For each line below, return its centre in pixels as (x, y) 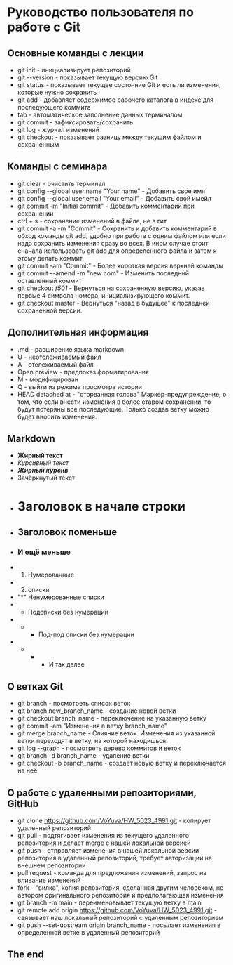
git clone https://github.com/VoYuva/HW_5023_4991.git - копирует (114, 820)
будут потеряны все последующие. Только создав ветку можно (113, 409)
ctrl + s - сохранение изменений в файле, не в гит (92, 221)
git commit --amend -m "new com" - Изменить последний (103, 273)
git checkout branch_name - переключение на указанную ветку (112, 718)
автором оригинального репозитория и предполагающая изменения (120, 895)
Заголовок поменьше (67, 532)
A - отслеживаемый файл (56, 364)
